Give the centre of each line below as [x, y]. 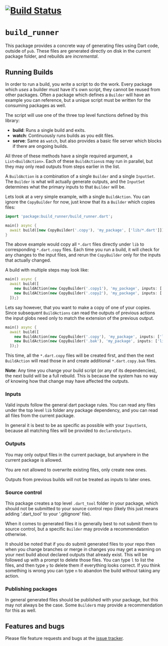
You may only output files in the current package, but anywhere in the [77, 455]
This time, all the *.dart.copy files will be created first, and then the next [79, 355]
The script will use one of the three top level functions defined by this [77, 115]
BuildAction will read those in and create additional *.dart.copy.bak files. [81, 361]
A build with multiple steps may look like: [47, 270]
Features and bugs [35, 626]
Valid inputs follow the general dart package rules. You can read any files [80, 405]
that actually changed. [28, 260]
